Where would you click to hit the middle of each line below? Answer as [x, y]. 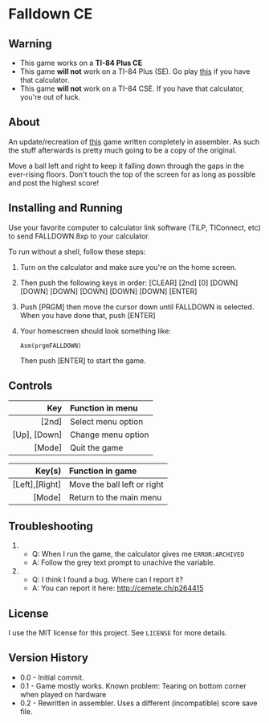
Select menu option [106, 422]
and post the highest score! [54, 182]
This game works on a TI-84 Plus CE [81, 63]
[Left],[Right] [37, 484]
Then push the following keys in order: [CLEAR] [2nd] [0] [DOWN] [129, 283]
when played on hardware [63, 694]
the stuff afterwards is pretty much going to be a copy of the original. [122, 150]
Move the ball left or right [116, 484]
